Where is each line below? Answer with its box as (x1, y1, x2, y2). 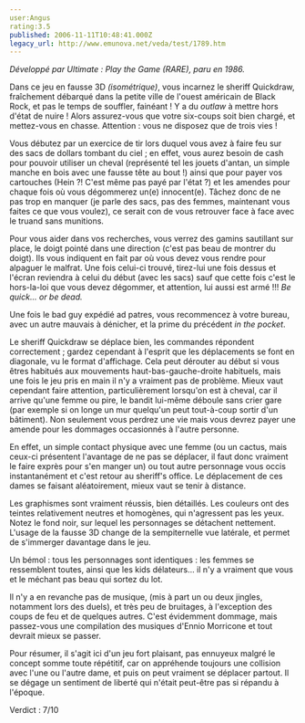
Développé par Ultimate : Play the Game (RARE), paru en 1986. (9, 64, 246, 75)
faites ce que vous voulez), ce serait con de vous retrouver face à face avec (9, 206, 295, 217)
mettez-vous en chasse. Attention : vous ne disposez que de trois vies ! (9, 120, 278, 131)
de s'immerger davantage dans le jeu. (9, 537, 152, 548)
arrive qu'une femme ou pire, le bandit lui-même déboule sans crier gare (9, 394, 282, 406)
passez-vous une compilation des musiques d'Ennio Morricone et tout (9, 621, 273, 632)
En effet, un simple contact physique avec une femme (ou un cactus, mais (9, 442, 288, 453)
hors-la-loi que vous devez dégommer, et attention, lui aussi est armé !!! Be (9, 282, 291, 293)
